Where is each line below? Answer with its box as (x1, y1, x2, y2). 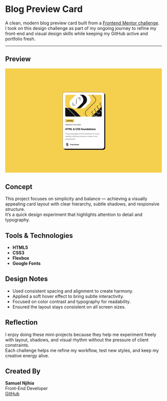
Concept (5, 183, 33, 191)
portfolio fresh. (5, 36, 36, 42)
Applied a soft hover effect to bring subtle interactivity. (12, 293, 124, 299)
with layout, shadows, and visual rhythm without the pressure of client (5, 337, 149, 343)
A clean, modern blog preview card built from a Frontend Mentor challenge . (5, 20, 160, 26)
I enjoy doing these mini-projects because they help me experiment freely (5, 331, 157, 337)
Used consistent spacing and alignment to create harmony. (12, 288, 134, 294)
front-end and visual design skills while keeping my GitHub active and (5, 30, 148, 36)
